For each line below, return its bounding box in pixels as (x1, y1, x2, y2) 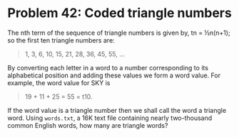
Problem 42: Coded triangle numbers (7, 5, 232, 21)
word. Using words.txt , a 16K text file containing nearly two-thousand (7, 114, 213, 122)
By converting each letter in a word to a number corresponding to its (7, 63, 209, 72)
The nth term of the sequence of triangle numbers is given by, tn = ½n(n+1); (7, 28, 230, 37)
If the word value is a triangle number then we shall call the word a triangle (7, 106, 227, 114)
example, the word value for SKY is (7, 78, 111, 87)
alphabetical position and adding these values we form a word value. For (7, 71, 221, 80)
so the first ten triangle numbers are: (7, 35, 116, 44)
